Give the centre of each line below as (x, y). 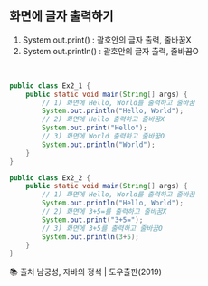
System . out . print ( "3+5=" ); (93, 220)
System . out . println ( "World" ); (99, 144)
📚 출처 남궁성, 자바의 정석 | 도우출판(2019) (86, 272)
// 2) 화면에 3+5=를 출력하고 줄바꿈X (104, 212)
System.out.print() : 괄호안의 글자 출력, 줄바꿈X (107, 40)
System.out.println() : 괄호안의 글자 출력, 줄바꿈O (110, 51)
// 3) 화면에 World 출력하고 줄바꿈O (104, 137)
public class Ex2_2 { (50, 178)
